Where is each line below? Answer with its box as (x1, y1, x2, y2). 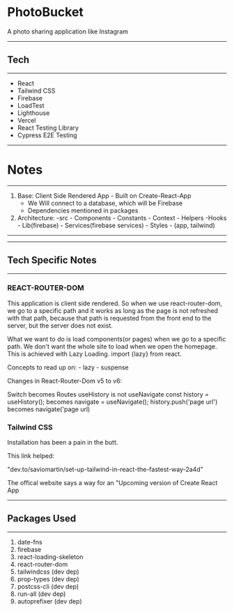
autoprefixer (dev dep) (17, 597, 82, 605)
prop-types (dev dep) (17, 574, 80, 583)
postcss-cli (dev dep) (17, 582, 79, 590)
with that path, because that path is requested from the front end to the (7, 314, 212, 322)
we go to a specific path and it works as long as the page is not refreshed (7, 306, 218, 314)
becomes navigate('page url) (7, 405, 91, 413)
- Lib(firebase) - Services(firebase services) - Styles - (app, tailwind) (17, 221, 216, 229)
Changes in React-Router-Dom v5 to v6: (7, 376, 123, 385)
